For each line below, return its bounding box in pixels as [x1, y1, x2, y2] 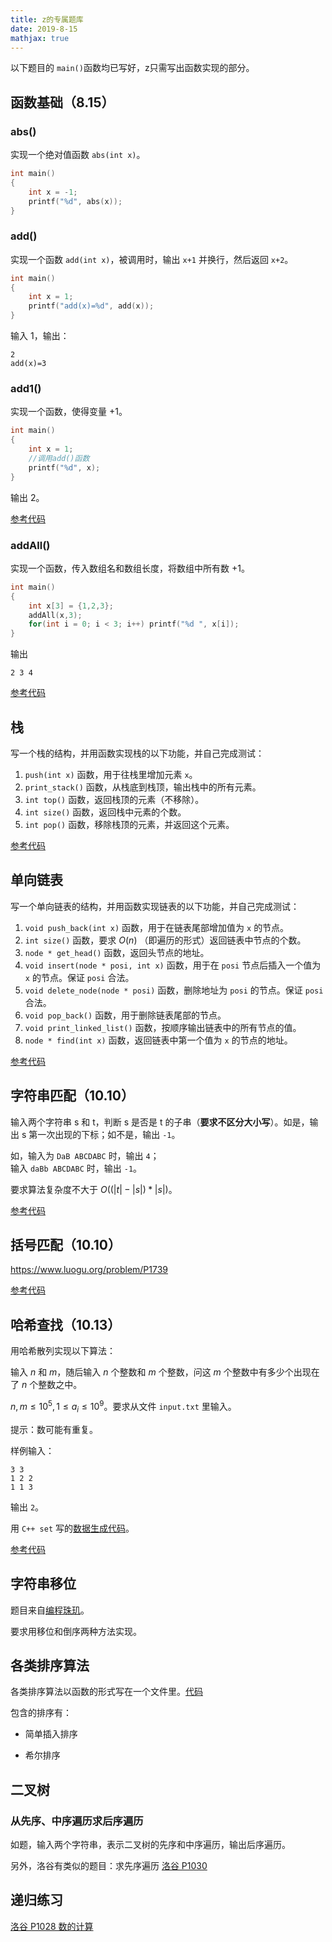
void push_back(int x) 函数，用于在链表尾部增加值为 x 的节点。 [24, 921, 290, 933]
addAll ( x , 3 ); [28, 610, 83, 620]
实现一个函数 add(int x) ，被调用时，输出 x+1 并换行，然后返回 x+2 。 [10, 253, 294, 265]
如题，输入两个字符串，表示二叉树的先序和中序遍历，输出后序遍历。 [10, 1839, 291, 1851]
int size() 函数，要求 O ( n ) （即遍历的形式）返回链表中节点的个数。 [24, 934, 307, 946]
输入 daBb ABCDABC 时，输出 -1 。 [10, 1162, 143, 1174]
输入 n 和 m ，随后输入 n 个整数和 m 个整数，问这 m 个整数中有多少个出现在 [10, 1366, 320, 1378]
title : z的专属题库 [10, 14, 84, 25]
